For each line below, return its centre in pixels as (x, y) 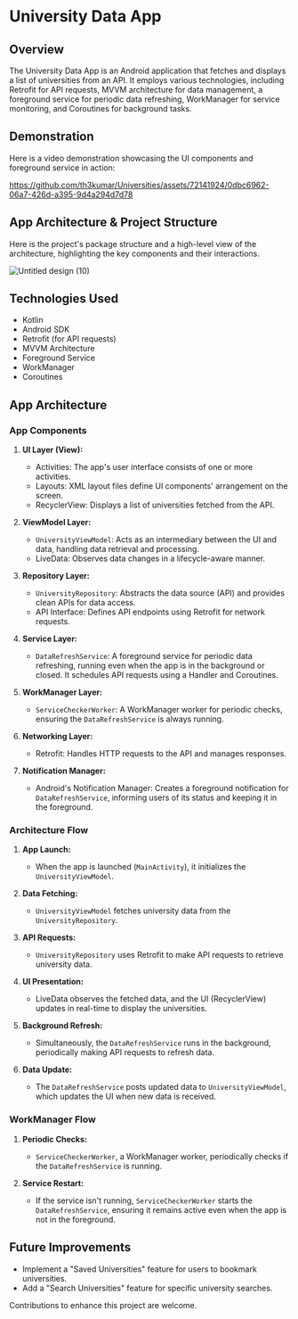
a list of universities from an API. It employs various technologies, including (147, 80)
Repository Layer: (56, 576)
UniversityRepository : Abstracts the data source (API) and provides (160, 593)
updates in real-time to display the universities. (121, 1009)
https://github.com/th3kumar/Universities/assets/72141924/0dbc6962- (139, 185)
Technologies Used (64, 299)
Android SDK (46, 330)
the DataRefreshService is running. (99, 1166)
